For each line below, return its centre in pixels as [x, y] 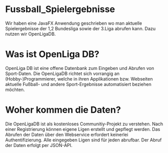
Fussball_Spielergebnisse [60, 9]
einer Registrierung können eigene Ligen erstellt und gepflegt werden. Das [83, 129]
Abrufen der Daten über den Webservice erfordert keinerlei [67, 134]
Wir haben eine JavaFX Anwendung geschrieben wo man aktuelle [74, 23]
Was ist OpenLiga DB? [52, 54]
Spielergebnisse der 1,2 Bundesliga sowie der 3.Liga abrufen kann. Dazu [80, 28]
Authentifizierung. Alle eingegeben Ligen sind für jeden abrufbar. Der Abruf [83, 140]
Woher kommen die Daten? [63, 110]
